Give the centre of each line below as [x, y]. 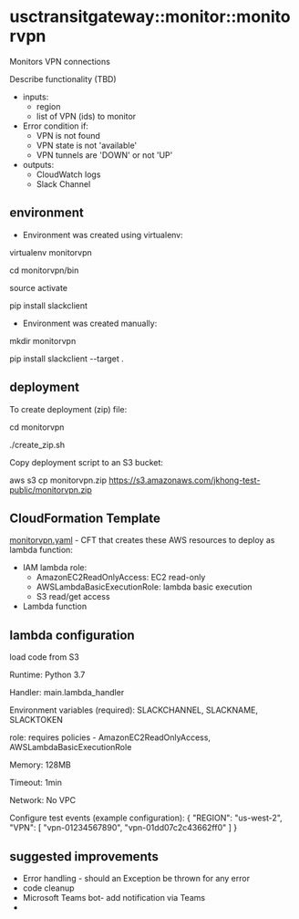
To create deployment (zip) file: [68, 409]
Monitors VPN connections [60, 61]
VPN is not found [68, 135]
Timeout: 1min [36, 783]
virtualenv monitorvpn [51, 252]
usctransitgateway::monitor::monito [150, 17]
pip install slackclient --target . [67, 359]
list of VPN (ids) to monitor [86, 116]
